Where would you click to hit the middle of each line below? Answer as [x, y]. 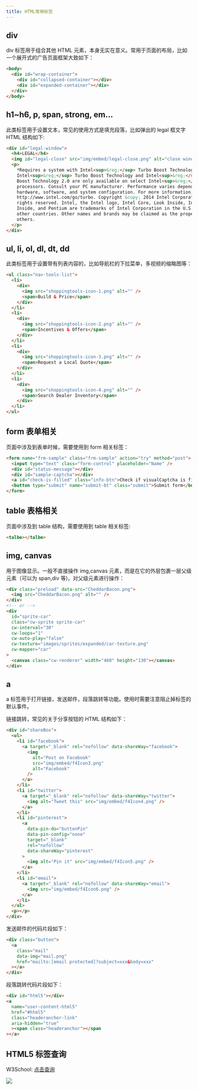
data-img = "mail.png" [42, 956]
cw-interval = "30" [33, 628]
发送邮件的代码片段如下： [37, 928]
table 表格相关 [32, 511]
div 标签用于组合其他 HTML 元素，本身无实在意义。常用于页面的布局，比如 [97, 50]
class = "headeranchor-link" [44, 1017]
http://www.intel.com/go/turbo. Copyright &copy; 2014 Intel [93, 197]
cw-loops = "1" [27, 633]
